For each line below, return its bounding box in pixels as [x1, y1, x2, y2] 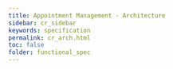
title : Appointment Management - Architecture [8, 11, 166, 20]
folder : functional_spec [8, 48, 91, 56]
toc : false [8, 41, 45, 49]
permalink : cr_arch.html [8, 33, 91, 42]
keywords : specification [8, 26, 91, 34]
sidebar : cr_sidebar [8, 19, 77, 27]
